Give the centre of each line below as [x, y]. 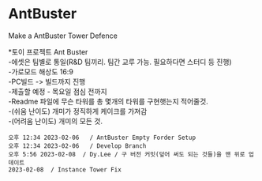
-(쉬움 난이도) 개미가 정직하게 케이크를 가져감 [78, 111]
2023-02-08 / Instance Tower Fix [65, 170]
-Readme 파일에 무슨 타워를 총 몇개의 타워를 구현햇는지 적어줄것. [109, 101]
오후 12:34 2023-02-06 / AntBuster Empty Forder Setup [102, 138]
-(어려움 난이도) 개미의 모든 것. [55, 121]
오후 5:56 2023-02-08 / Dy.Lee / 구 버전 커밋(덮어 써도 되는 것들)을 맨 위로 [127, 154]
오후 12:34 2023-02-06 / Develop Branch [77, 146]
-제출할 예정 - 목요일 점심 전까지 [58, 91]
